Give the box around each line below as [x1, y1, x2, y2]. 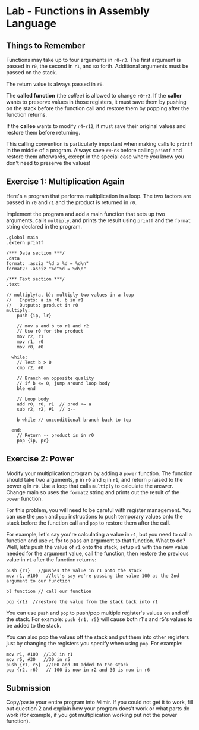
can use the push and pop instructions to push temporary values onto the [6, 513, 183, 520]
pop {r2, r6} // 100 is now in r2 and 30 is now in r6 [6, 667, 150, 673]
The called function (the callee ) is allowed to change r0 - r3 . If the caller [6, 92, 182, 99]
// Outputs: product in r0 [6, 302, 78, 308]
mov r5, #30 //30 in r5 [6, 656, 70, 662]
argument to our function [6, 578, 70, 584]
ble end [17, 385, 36, 391]
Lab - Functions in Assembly [6, 4, 150, 18]
